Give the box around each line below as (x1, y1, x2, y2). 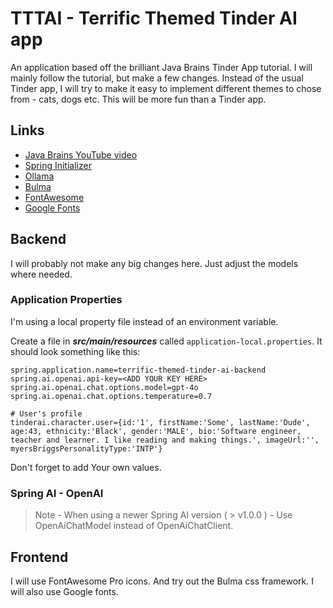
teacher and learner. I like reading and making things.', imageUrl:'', (10, 435, 320, 445)
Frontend (10, 548, 69, 566)
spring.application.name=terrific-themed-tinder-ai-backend (10, 365, 267, 375)
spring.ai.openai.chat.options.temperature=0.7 (10, 391, 213, 401)
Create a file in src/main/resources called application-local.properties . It (10, 335, 323, 347)
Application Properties (10, 293, 123, 307)
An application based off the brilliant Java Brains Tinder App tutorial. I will (10, 61, 313, 73)
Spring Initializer (24, 159, 92, 171)
